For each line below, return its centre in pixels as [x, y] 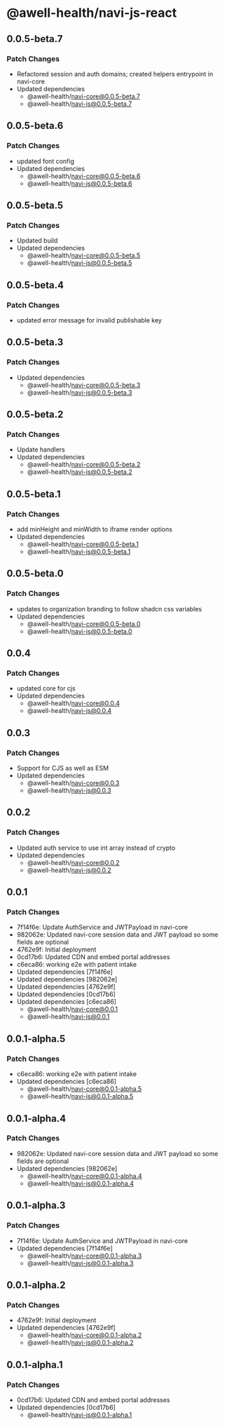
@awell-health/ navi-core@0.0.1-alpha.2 [84, 1335]
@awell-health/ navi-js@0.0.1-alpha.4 [81, 1183]
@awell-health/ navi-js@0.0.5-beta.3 [80, 392]
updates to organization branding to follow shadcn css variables [109, 609]
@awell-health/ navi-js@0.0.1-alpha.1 [80, 1415]
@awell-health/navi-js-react [92, 13]
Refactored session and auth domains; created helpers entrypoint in [115, 74]
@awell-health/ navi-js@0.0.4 [69, 711]
